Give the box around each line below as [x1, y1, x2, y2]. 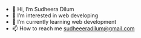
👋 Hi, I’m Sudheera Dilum [11, 6, 74, 12]
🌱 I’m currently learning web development [11, 18, 117, 25]
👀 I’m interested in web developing [11, 12, 99, 19]
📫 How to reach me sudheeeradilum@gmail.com [11, 25, 135, 32]
